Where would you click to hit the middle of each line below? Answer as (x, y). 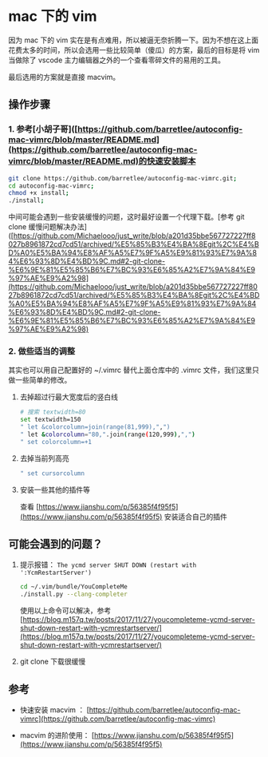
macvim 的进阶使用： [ (57, 735)
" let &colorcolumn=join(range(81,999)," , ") (95, 427)
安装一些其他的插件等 (55, 489)
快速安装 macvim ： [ (55, 710)
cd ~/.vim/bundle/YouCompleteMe (73, 587)
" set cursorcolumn (52, 473)
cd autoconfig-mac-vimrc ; (51, 186)
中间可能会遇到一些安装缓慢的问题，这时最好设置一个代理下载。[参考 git (126, 217)
